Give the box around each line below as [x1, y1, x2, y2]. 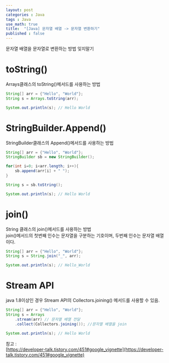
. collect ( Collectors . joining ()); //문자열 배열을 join [15, 321, 127, 326]
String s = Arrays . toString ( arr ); [6, 96, 79, 101]
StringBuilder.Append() [6, 122, 107, 134]
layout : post [6, 7, 33, 13]
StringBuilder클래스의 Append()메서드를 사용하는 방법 [6, 140, 114, 146]
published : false [6, 31, 45, 36]
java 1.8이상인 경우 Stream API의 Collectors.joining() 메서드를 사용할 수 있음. [6, 298, 160, 304]
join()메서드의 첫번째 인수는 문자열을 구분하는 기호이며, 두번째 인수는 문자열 [6, 232, 155, 239]
